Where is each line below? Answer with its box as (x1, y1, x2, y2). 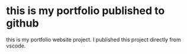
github (6, 16, 40, 30)
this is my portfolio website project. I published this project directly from (6, 36, 182, 43)
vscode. (6, 42, 26, 49)
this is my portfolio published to (6, 4, 165, 18)
